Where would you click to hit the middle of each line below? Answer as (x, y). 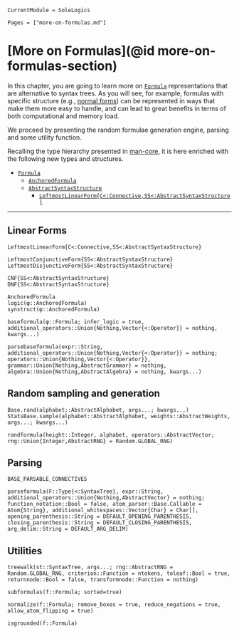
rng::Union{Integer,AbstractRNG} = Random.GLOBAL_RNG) (90, 441)
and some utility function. (44, 137)
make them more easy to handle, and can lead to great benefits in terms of (117, 108)
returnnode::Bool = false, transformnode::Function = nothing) (103, 580)
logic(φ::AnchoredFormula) (47, 303)
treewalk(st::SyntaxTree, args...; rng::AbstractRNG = (90, 567)
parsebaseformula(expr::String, (55, 347)
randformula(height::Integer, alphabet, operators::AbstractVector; (111, 435)
